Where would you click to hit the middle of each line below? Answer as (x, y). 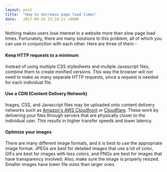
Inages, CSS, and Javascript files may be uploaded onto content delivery (80, 105)
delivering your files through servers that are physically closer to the (75, 115)
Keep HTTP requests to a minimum (42, 55)
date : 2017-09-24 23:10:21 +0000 (42, 19)
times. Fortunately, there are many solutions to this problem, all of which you (83, 38)
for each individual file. (29, 82)
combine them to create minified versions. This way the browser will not (79, 72)
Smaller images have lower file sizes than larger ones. (60, 164)
